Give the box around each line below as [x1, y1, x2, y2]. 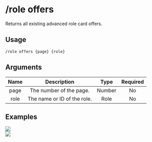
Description [45, 78, 75, 85]
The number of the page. [30, 87, 90, 94]
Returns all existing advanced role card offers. [5, 21, 102, 27]
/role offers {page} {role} [5, 49, 66, 54]
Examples [5, 112, 37, 121]
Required [121, 78, 144, 85]
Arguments [5, 63, 42, 72]
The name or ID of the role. [27, 95, 92, 102]
